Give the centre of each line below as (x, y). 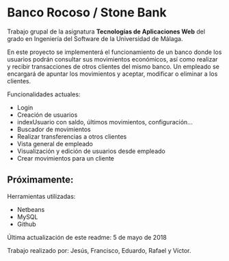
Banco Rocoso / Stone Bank (87, 13)
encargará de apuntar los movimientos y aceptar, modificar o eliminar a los (112, 74)
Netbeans (31, 209)
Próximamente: (40, 180)
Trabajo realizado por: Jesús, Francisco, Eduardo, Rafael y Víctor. (99, 250)
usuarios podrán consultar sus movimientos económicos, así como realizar (112, 59)
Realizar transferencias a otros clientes (72, 136)
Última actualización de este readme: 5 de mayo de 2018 (87, 237)
